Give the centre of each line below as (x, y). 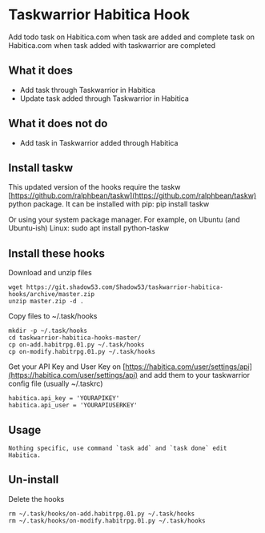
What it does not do (58, 124)
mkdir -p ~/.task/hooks (48, 331)
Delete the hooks (36, 499)
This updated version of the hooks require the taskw (94, 187)
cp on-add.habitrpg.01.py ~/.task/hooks (77, 345)
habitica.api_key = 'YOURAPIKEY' (64, 399)
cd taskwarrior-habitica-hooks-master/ (75, 338)
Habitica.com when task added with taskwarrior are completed (112, 45)
